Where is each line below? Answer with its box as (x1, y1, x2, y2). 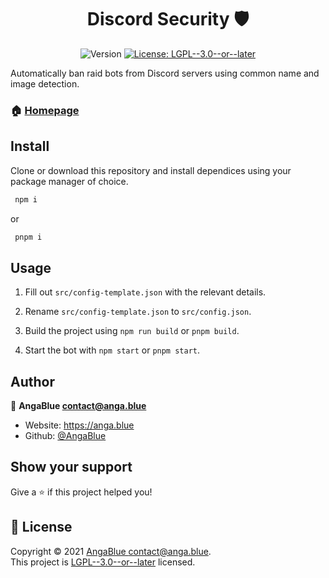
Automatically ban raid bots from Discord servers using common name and (10, 67, 320, 79)
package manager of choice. (10, 175, 129, 187)
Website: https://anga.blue (24, 419, 135, 431)
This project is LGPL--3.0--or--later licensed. (10, 556, 196, 568)
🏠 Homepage (10, 103, 80, 117)
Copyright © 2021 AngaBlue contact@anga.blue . (10, 545, 212, 557)
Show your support (10, 459, 133, 476)
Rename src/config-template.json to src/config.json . (24, 306, 252, 318)
